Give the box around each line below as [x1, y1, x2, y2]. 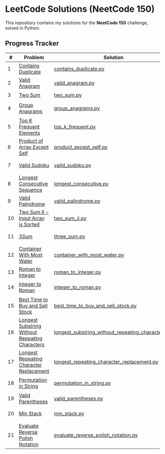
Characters [19, 341, 45, 348]
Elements [19, 129, 40, 136]
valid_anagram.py [54, 79, 95, 86]
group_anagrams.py [54, 105, 100, 112]
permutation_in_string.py [54, 380, 111, 386]
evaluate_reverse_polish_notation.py [54, 431, 138, 438]
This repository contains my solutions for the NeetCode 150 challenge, [5, 20, 149, 26]
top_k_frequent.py [54, 123, 96, 130]
